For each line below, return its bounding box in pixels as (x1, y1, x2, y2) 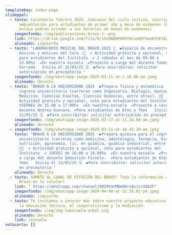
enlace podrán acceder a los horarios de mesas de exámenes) (18, 27, 153, 32)
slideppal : (5, 12, 29, 17)
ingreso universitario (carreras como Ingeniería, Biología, (18, 88, 153, 94)
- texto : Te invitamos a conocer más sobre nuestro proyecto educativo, (10, 198, 168, 203)
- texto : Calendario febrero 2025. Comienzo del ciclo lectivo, (10, 17, 150, 22)
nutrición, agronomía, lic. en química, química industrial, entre (18, 141, 166, 146)
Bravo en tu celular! (18, 179, 66, 185)
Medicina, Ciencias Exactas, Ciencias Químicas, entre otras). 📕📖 (18, 93, 164, 99)
